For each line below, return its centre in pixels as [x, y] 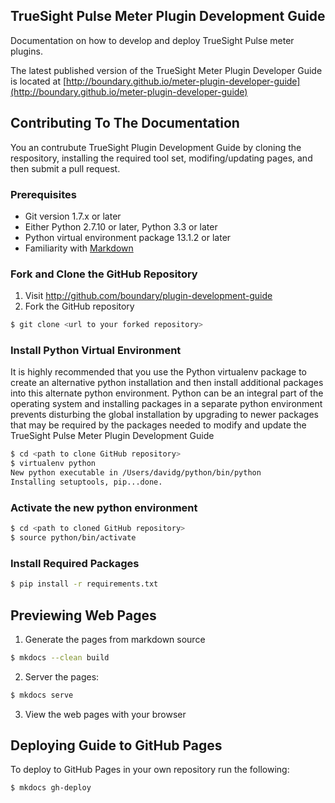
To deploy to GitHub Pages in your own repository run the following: [150, 770]
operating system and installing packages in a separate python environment [166, 404]
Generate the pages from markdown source [115, 639]
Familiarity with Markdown [79, 248]
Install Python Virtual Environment [96, 351]
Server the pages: [62, 676]
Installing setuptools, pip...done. [86, 482]
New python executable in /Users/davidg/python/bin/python [136, 473]
